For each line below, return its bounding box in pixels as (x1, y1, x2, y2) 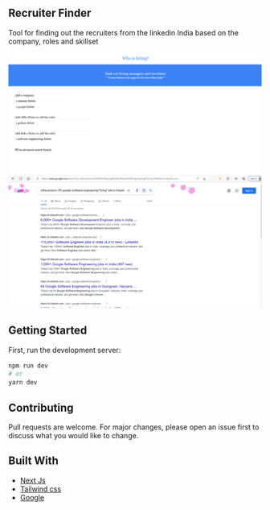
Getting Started (8, 324, 88, 338)
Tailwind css (19, 483, 62, 494)
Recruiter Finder (8, 6, 92, 20)
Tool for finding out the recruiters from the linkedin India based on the (8, 27, 239, 37)
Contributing (8, 400, 74, 414)
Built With (8, 454, 59, 468)
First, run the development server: (8, 345, 121, 355)
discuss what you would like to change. (8, 431, 139, 441)
